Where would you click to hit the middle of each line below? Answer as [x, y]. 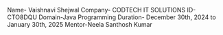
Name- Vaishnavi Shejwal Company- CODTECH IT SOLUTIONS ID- [102, 10]
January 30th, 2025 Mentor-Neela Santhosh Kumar [80, 24]
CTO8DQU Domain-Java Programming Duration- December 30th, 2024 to [111, 17]
